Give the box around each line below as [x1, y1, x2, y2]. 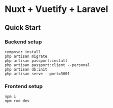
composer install [4, 49, 41, 54]
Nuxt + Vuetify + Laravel [4, 3, 108, 15]
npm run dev [4, 99, 29, 104]
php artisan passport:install [4, 58, 68, 63]
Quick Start [4, 23, 41, 32]
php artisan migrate [4, 54, 48, 59]
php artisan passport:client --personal [4, 62, 90, 68]
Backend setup [4, 38, 42, 45]
